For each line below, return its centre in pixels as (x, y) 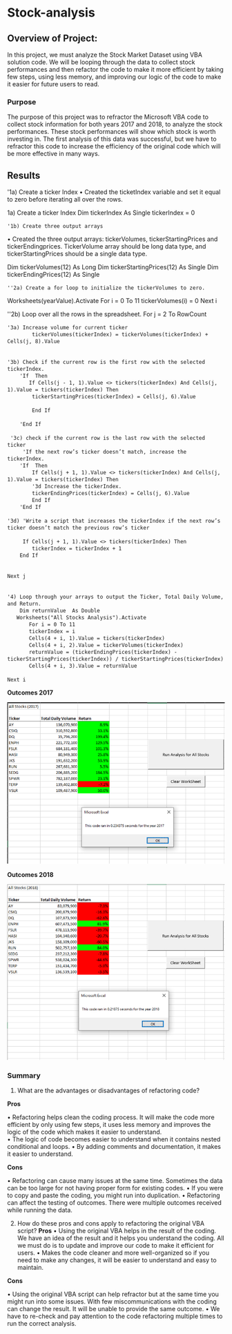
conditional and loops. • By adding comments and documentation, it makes (114, 1147)
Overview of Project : (52, 38)
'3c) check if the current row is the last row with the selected (108, 438)
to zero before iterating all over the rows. (65, 200)
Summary (24, 1075)
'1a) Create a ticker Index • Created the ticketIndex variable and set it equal (114, 192)
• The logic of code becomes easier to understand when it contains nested (114, 1139)
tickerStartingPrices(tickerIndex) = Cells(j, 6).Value (114, 397)
